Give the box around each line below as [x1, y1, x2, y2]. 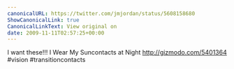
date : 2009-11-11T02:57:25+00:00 [7, 29, 105, 37]
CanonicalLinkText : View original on [7, 23, 117, 30]
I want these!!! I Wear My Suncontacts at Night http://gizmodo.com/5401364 [7, 48, 227, 57]
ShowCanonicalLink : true [7, 17, 80, 23]
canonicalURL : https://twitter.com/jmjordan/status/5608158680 [7, 10, 196, 17]
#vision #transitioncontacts [7, 56, 86, 64]
